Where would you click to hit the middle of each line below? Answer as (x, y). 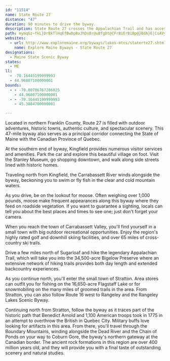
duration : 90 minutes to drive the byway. (51, 24)
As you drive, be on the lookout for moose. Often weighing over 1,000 (78, 195)
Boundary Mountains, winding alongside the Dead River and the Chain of (81, 332)
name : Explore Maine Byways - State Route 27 (63, 48)
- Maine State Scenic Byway (39, 57)
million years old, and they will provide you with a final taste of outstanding (83, 348)
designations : (20, 52)
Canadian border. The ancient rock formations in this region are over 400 (81, 342)
